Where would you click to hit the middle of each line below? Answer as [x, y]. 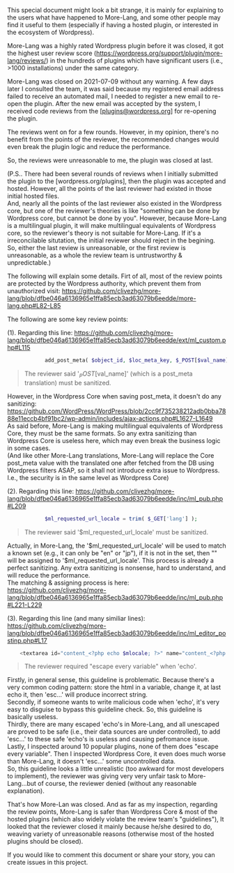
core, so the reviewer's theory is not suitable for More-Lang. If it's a [104, 233]
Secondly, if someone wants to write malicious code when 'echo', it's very [114, 702]
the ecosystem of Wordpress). [51, 32]
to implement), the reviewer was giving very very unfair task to [97, 776]
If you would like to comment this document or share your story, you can [111, 855]
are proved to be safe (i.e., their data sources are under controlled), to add [114, 732]
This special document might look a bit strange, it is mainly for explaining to [116, 10]
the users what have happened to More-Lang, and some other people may [114, 17]
